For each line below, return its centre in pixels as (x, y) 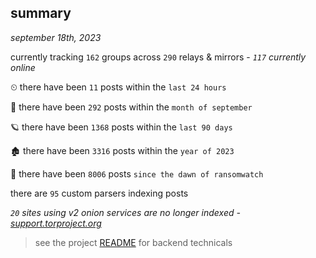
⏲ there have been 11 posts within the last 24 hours (118, 87)
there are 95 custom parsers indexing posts (99, 193)
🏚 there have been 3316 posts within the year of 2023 (122, 150)
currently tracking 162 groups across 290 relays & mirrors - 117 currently (158, 57)
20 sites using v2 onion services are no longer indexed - (125, 212)
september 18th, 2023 (56, 37)
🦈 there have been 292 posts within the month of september (131, 107)
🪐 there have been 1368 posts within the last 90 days (121, 127)
